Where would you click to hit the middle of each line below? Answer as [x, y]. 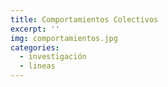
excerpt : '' [35, 29]
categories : [35, 47]
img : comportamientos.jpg [64, 38]
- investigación [53, 57]
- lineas [37, 66]
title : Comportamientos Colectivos [84, 19]
